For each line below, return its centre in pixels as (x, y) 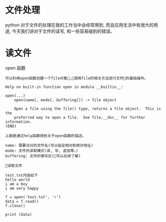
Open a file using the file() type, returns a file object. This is (88, 109)
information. (19, 122)
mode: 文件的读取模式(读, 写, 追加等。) (42, 151)
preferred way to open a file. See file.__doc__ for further (80, 117)
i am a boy (16, 184)
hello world (17, 180)
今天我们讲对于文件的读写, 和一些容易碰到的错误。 (63, 31)
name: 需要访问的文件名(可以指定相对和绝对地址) (49, 145)
